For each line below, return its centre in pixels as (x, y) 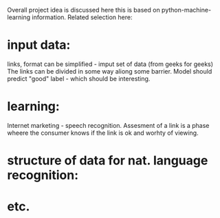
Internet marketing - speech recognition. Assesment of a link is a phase (108, 125)
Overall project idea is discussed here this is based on (84, 10)
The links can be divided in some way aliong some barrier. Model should (110, 71)
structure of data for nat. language (108, 161)
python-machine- (186, 10)
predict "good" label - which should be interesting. (79, 78)
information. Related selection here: (82, 17)
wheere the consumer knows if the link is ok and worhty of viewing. (103, 133)
